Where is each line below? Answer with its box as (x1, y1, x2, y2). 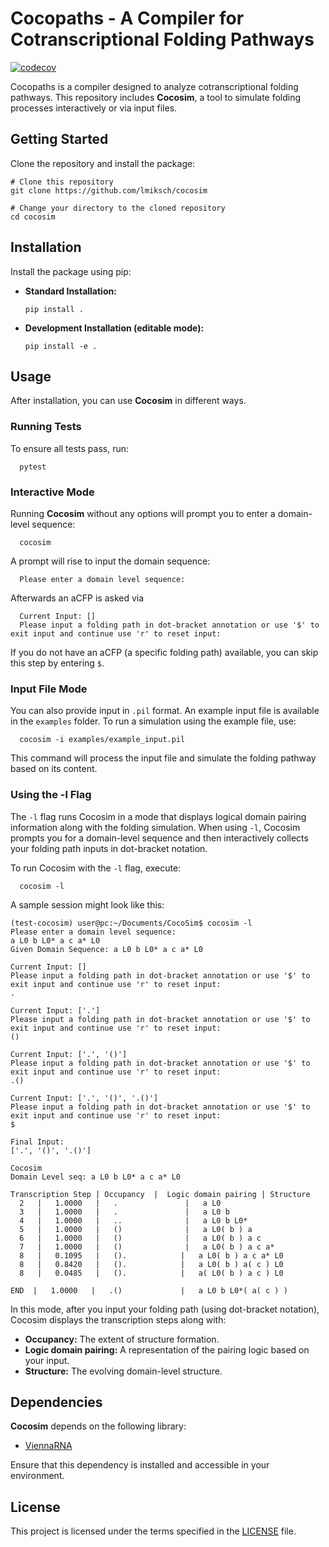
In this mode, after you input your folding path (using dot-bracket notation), (10, 1303, 320, 1315)
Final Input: (10, 1137, 65, 1147)
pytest (19, 462, 47, 472)
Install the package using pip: (10, 265, 132, 277)
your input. (24, 1354, 70, 1366)
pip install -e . (24, 341, 98, 351)
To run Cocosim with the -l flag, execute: (10, 862, 182, 874)
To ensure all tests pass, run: (10, 442, 130, 454)
